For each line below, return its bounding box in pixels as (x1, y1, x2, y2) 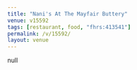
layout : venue (7, 37, 49, 44)
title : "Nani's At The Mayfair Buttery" (7, 10, 129, 18)
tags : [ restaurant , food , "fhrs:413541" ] (7, 23, 131, 30)
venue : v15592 (7, 17, 49, 24)
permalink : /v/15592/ (7, 30, 71, 37)
